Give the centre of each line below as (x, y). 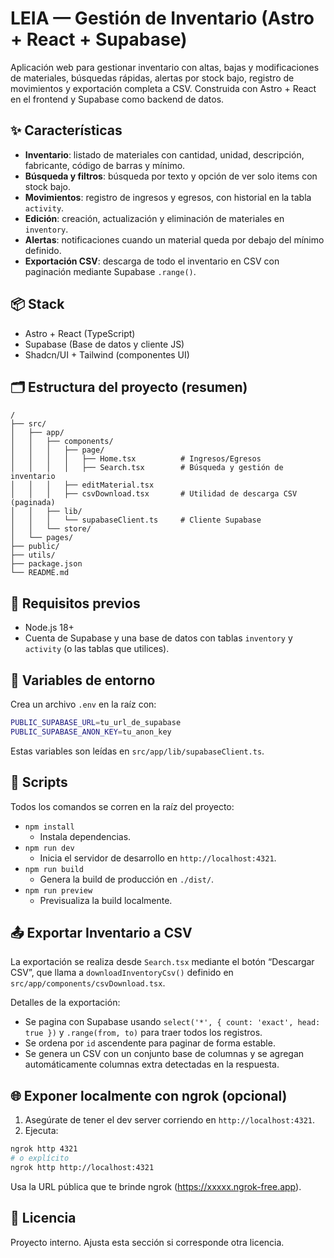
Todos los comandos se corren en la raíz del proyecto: (122, 806)
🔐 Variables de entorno (83, 680)
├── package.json (46, 564)
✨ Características (66, 130)
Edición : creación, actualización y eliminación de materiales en (154, 218)
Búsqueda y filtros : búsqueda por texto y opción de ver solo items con (171, 176)
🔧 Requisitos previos (75, 603)
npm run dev (49, 848)
